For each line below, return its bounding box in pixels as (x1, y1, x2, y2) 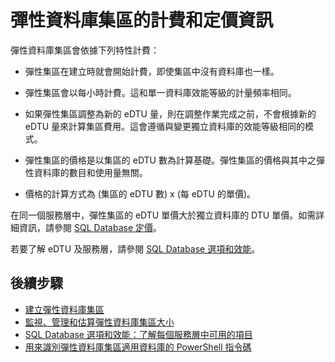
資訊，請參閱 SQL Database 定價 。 (18, 221, 163, 233)
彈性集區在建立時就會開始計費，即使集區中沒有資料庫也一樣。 (24, 65, 280, 77)
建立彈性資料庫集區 (24, 303, 105, 315)
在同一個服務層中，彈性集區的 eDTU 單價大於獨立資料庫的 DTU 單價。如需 (10, 209, 317, 221)
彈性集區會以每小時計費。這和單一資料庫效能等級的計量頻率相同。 (24, 86, 297, 98)
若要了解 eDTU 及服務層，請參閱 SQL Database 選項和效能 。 (10, 242, 261, 255)
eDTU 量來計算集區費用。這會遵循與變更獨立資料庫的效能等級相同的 (24, 120, 306, 132)
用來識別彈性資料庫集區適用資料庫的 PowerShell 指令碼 (24, 341, 252, 353)
